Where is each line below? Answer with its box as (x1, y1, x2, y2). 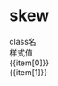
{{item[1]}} (9, 66, 48, 77)
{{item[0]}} (9, 57, 50, 68)
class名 (9, 36, 37, 47)
